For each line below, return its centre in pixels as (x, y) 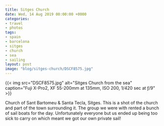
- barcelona (17, 42)
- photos (14, 28)
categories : (17, 19)
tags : (11, 32)
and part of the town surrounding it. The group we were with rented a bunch (82, 108)
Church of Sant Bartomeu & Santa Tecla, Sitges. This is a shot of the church (82, 103)
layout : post (18, 64)
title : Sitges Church (27, 10)
